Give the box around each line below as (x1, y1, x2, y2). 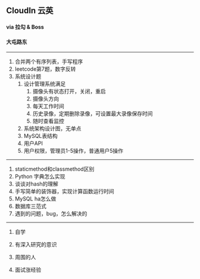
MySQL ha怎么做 (14, 195, 57, 202)
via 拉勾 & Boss (6, 23, 45, 30)
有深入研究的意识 (14, 241, 57, 248)
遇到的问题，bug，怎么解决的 (14, 210, 87, 217)
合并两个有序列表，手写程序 (14, 58, 83, 65)
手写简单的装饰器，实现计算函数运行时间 (14, 188, 114, 195)
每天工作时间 (32, 103, 64, 110)
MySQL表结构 (23, 133, 58, 140)
